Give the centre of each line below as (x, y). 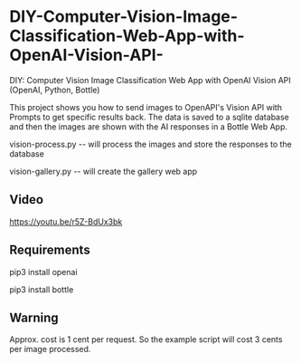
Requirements (50, 250)
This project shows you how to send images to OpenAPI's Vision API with (146, 107)
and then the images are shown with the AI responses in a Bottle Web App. (148, 126)
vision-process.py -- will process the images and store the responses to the (150, 144)
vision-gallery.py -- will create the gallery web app (103, 171)
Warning (34, 317)
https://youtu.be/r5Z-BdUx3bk (66, 221)
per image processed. (50, 349)
